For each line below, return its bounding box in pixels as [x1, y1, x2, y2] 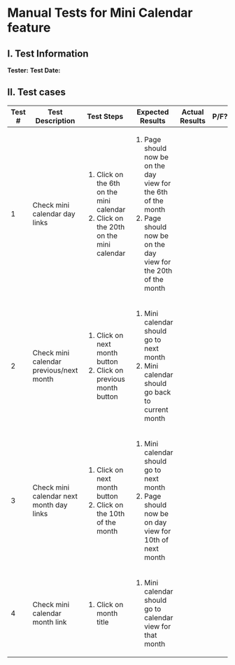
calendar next [32, 491, 78, 501]
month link [32, 617, 67, 627]
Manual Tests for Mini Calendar [7, 5, 193, 21]
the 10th [97, 508, 125, 518]
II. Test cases [7, 86, 66, 99]
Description [35, 115, 76, 125]
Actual [181, 107, 204, 117]
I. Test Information [7, 48, 89, 59]
